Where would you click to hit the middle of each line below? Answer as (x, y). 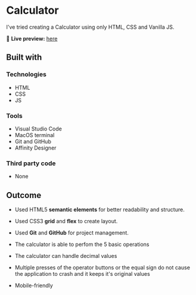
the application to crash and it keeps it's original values (82, 274)
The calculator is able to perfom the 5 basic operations (82, 244)
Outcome (24, 195)
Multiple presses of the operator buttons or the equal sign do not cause (102, 267)
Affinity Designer (35, 148)
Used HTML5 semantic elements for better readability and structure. (99, 209)
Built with (24, 57)
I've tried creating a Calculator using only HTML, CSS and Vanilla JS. (90, 27)
